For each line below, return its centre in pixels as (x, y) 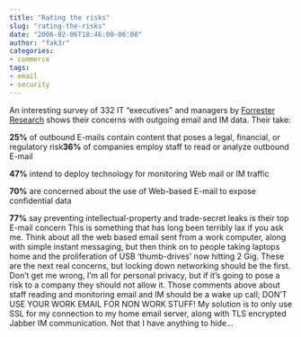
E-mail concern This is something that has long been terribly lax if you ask (146, 227)
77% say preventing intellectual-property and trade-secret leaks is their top (149, 217)
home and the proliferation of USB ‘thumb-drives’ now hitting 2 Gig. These (147, 256)
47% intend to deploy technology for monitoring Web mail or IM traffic (139, 173)
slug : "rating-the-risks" (58, 26)
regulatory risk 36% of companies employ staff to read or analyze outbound (149, 146)
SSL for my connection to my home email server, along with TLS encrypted (148, 313)
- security (30, 84)
